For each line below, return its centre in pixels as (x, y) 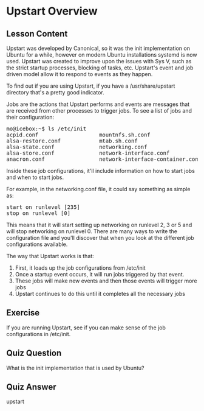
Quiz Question (34, 353)
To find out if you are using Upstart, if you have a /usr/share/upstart (91, 86)
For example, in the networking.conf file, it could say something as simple (98, 189)
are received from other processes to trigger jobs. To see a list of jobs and (99, 111)
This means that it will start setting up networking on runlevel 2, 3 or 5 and (99, 225)
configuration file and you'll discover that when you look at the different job (100, 238)
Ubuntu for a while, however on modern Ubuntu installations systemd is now (102, 55)
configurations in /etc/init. (39, 334)
